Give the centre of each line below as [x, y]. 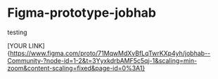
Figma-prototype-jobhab [82, 13]
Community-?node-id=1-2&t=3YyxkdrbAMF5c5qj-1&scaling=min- [102, 60]
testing [17, 32]
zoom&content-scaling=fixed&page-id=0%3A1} [76, 68]
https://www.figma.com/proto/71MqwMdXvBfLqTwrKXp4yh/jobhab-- [110, 53]
